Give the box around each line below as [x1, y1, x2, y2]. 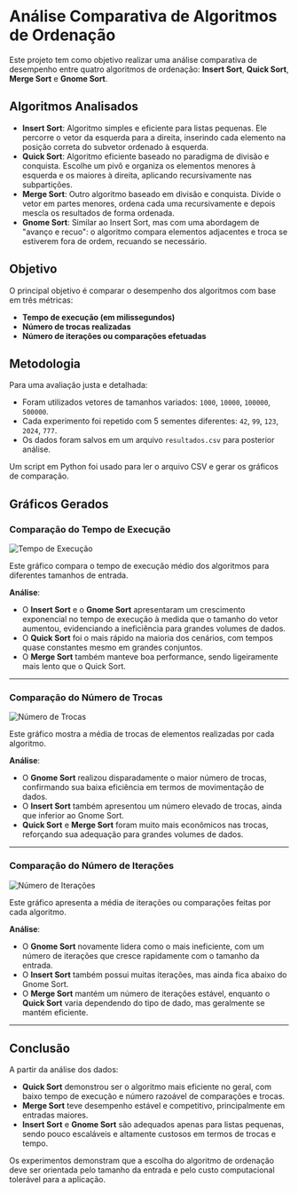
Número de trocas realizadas [21, 321, 131, 332]
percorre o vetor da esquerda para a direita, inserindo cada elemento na [21, 131, 286, 143]
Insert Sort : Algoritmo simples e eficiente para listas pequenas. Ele [21, 122, 268, 133]
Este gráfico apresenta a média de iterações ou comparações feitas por [9, 897, 271, 907]
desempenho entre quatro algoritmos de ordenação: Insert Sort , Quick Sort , [9, 64, 289, 75]
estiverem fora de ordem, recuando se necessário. [21, 235, 208, 246]
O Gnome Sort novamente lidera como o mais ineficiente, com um [21, 941, 264, 952]
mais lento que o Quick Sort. [21, 661, 126, 672]
